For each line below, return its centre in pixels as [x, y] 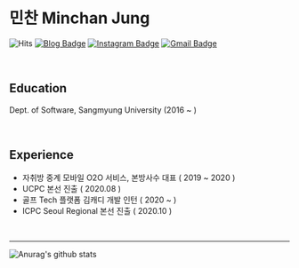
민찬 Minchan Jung [80, 18]
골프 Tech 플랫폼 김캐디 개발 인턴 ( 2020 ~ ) [99, 200]
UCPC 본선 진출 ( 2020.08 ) [72, 188]
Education [38, 88]
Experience [41, 155]
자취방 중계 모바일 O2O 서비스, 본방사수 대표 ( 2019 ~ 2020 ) [129, 177]
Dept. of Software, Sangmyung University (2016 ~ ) [103, 110]
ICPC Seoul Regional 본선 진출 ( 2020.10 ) [97, 210]
